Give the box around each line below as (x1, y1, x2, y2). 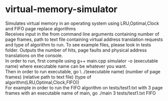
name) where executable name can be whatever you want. (5, 63, 127, 69)
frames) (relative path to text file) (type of (5, 74, 92, 80)
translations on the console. (5, 52, 63, 59)
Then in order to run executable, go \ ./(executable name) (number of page (5, 68, 160, 74)
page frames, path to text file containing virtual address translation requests (5, 36, 163, 42)
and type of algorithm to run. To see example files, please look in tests (5, 41, 151, 47)
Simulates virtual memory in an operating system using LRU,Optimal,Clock (5, 20, 159, 26)
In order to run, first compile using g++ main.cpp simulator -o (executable (5, 58, 158, 64)
